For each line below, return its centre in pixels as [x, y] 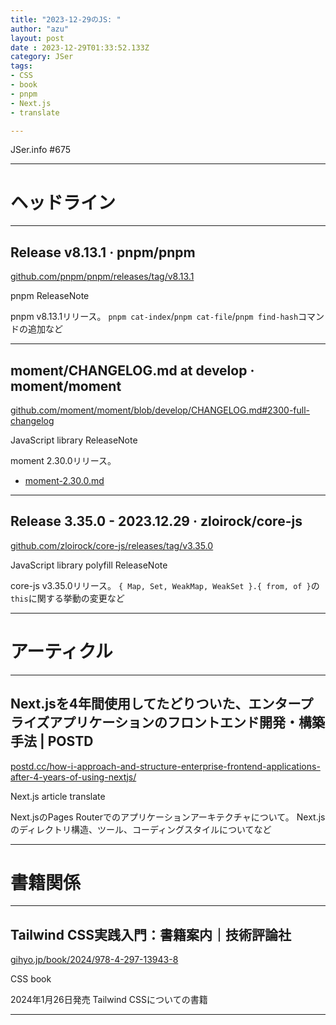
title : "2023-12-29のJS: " [66, 19]
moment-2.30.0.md [64, 480]
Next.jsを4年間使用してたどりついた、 [129, 704]
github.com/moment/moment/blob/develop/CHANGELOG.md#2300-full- [160, 410]
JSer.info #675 [40, 150]
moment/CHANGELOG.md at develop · [132, 370]
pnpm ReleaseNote [50, 296]
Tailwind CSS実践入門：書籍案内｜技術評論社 [151, 934]
